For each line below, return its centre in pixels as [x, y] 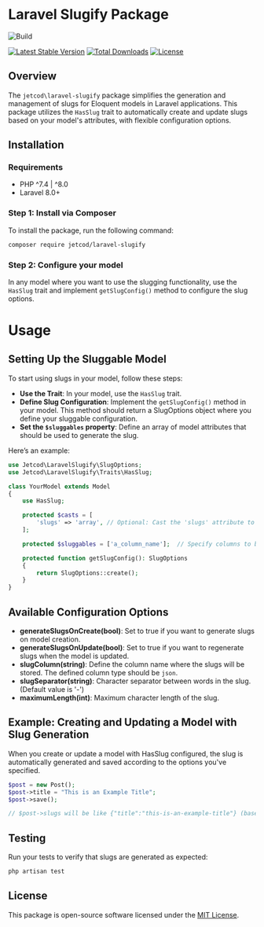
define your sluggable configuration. [79, 418]
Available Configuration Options [88, 612]
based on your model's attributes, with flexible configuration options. [120, 120]
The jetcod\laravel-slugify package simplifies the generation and [117, 95]
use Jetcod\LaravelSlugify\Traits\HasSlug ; [81, 472]
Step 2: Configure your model [66, 265]
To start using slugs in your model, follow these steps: [95, 378]
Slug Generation [49, 735]
